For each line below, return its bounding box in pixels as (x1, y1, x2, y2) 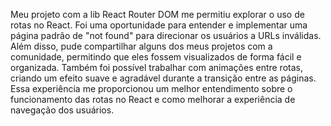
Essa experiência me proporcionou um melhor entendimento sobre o (10, 83, 293, 94)
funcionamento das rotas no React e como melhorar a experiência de (10, 94, 296, 105)
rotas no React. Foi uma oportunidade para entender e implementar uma (10, 19, 308, 31)
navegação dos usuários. (10, 104, 115, 116)
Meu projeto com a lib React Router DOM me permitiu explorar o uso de (10, 9, 305, 20)
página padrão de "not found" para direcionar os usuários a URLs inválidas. (10, 30, 322, 41)
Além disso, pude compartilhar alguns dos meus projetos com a (10, 40, 273, 52)
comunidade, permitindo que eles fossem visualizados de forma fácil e (10, 51, 302, 63)
